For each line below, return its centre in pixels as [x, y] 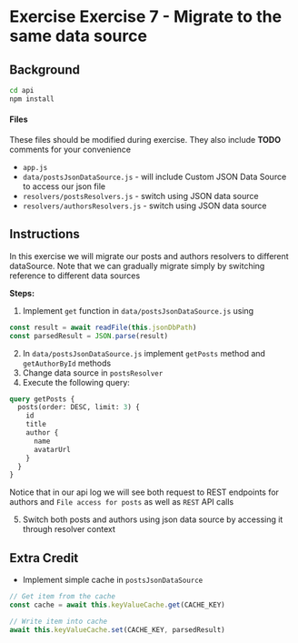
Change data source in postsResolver [93, 372]
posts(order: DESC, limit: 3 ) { [79, 407]
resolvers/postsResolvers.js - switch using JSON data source [140, 196]
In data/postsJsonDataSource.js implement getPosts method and [144, 353]
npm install [32, 99]
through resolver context [69, 529]
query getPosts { [42, 399]
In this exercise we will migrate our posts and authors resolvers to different [149, 256]
